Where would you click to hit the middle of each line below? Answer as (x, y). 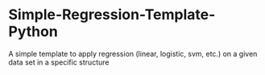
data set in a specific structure (59, 62)
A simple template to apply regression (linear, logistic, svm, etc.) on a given (133, 53)
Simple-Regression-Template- (112, 15)
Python (33, 32)
